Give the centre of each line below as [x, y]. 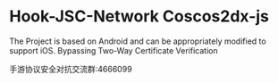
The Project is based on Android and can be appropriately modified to [138, 41]
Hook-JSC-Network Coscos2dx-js [139, 17]
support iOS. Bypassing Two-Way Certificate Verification [114, 50]
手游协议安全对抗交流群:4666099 [71, 69]
